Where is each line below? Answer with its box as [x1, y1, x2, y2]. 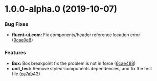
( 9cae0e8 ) [11, 37, 33, 43]
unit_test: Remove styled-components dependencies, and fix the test [11, 65, 152, 71]
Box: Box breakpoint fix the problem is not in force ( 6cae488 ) [11, 60, 136, 66]
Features [4, 49, 26, 56]
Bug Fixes [4, 21, 29, 28]
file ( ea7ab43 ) [11, 71, 40, 77]
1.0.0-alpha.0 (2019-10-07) [4, 3, 118, 15]
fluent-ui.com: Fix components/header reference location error [11, 32, 140, 38]
